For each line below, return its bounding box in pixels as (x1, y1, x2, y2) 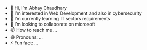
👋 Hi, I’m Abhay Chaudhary (10, 5, 67, 11)
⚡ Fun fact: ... (10, 40, 38, 46)
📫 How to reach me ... (10, 27, 57, 33)
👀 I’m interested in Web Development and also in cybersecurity (10, 10, 142, 16)
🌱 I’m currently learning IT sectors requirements (10, 16, 110, 21)
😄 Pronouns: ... (10, 34, 43, 40)
